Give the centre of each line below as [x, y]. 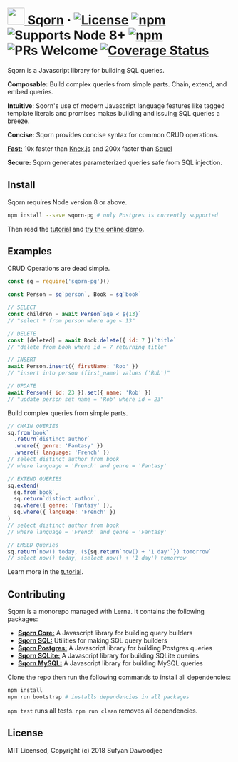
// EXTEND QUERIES [35, 479]
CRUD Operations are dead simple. [59, 269]
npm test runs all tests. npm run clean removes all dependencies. [103, 711]
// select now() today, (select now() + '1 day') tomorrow [97, 558]
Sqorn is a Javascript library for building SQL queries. [86, 70]
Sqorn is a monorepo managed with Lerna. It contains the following [106, 612]
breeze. [19, 121]
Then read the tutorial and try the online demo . [76, 229]
